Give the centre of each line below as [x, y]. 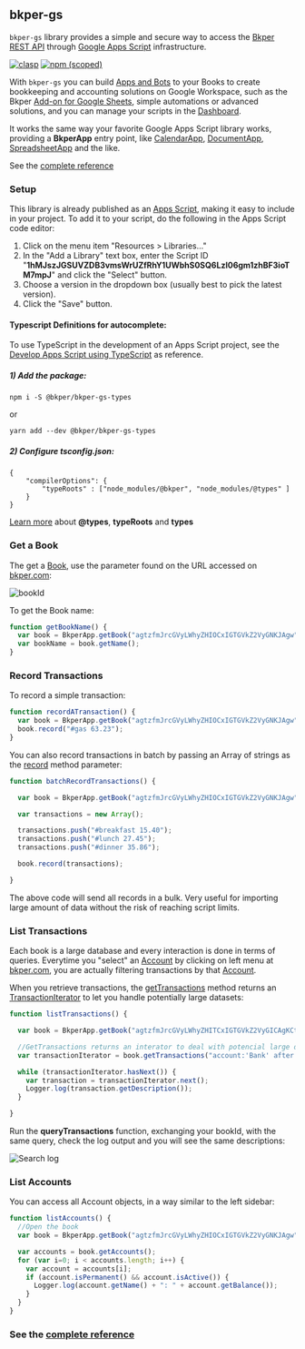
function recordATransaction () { [73, 712]
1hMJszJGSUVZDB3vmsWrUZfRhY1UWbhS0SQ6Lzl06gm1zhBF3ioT [158, 265]
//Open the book [48, 1227]
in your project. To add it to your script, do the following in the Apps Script [148, 218]
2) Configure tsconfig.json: [62, 451]
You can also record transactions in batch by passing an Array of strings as [150, 755]
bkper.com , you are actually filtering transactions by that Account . [133, 970]
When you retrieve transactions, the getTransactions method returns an [143, 988]
